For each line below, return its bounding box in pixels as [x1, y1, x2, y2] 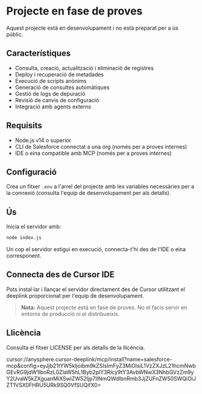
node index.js [6, 235, 42, 241]
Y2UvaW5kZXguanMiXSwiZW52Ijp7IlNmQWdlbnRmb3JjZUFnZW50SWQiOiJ [6, 375, 196, 382]
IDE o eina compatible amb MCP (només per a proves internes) [14, 149, 172, 157]
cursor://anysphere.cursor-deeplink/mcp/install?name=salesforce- [6, 355, 173, 363]
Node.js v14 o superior [14, 136, 71, 143]
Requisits [6, 120, 42, 131]
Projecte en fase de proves [6, 4, 143, 18]
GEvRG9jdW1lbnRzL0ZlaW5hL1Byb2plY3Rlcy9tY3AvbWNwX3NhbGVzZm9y [6, 368, 194, 376]
